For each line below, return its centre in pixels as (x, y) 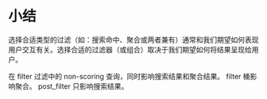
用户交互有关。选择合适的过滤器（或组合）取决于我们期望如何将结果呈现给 (130, 49)
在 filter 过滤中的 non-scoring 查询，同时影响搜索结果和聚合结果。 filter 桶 (129, 76)
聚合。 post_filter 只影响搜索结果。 (72, 86)
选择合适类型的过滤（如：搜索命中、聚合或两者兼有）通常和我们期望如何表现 (133, 40)
